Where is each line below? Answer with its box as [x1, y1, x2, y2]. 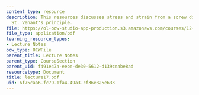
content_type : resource [6, 8, 65, 15]
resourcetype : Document [6, 69, 65, 75]
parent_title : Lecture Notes [6, 53, 78, 58]
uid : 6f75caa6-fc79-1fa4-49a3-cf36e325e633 [6, 80, 115, 86]
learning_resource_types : [6, 36, 70, 42]
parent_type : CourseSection [6, 58, 76, 64]
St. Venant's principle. [11, 19, 73, 25]
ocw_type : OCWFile [6, 47, 52, 53]
